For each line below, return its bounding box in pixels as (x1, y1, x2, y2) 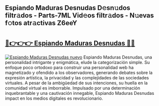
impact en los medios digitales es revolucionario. (5, 95, 103, 101)
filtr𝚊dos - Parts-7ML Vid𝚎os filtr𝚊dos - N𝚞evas (5, 12, 154, 20)
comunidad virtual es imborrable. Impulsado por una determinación (5, 85, 140, 91)
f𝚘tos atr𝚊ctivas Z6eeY (5, 19, 78, 27)
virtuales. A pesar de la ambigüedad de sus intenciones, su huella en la (5, 80, 148, 86)
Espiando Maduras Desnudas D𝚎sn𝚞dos (5, 4, 131, 12)
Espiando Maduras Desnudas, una (83, 54, 152, 60)
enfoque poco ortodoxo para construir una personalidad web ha (5, 65, 134, 70)
